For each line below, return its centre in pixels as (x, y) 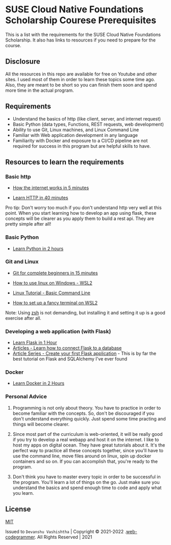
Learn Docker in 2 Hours (39, 383)
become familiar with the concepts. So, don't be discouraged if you (83, 413)
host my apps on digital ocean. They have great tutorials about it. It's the (89, 445)
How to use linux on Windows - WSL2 (53, 282)
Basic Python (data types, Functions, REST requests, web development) (88, 124)
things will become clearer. (41, 424)
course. (13, 45)
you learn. (23, 493)
